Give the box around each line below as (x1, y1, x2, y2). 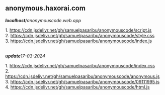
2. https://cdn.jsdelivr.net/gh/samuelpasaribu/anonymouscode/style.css (5, 32, 155, 38)
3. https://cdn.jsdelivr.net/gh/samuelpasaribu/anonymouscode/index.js (5, 38, 152, 44)
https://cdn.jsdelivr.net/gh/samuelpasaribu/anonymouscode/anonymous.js (5, 73, 160, 79)
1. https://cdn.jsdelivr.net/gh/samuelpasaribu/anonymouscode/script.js (5, 27, 152, 33)
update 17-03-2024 (5, 53, 45, 59)
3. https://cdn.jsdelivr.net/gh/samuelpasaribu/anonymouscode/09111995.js (5, 78, 160, 84)
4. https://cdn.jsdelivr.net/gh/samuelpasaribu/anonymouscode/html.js (5, 84, 150, 90)
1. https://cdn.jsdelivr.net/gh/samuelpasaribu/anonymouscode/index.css (5, 62, 155, 68)
